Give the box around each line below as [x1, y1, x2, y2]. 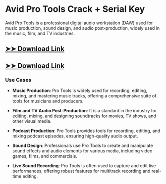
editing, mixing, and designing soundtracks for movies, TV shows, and [12, 113, 156, 119]
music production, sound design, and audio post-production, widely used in [5, 25, 160, 31]
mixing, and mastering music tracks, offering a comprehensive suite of [12, 93, 157, 99]
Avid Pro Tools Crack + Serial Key [5, 3, 145, 15]
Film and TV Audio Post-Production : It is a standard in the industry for [12, 108, 157, 114]
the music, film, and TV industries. [5, 30, 75, 36]
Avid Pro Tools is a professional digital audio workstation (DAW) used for [5, 20, 153, 26]
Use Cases [5, 76, 32, 83]
